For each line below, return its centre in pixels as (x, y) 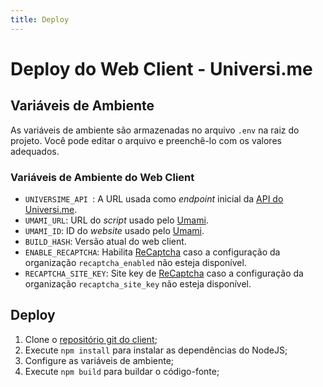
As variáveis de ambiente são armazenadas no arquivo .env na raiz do (155, 130)
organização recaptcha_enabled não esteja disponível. (135, 262)
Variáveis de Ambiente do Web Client (102, 177)
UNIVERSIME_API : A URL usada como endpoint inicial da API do (154, 198)
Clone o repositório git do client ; (91, 339)
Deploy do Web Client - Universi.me (161, 68)
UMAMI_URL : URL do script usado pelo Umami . (116, 220)
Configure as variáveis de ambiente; (99, 360)
